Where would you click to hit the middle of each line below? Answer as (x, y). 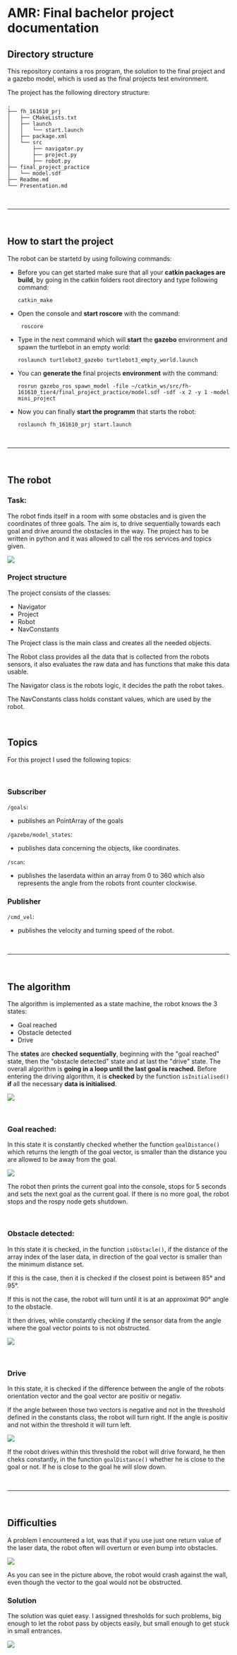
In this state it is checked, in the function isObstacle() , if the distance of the (118, 1249)
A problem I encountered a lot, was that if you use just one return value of (114, 1540)
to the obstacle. (30, 1306)
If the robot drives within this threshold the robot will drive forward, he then (116, 1451)
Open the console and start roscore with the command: (99, 313)
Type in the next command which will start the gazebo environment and (122, 339)
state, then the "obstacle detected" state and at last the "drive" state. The (114, 1061)
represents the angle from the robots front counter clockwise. (107, 883)
